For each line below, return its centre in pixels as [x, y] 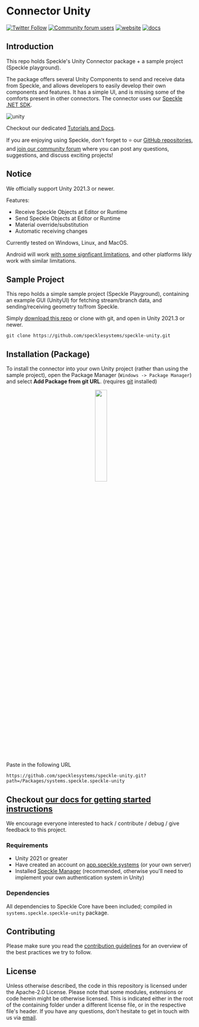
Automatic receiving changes [51, 231]
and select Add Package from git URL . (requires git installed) [82, 382]
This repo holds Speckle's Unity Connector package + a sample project [95, 61]
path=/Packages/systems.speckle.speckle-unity [66, 781]
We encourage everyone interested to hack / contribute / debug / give [93, 823]
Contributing [31, 931]
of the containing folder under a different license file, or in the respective [96, 1005]
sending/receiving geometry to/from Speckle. [63, 307]
